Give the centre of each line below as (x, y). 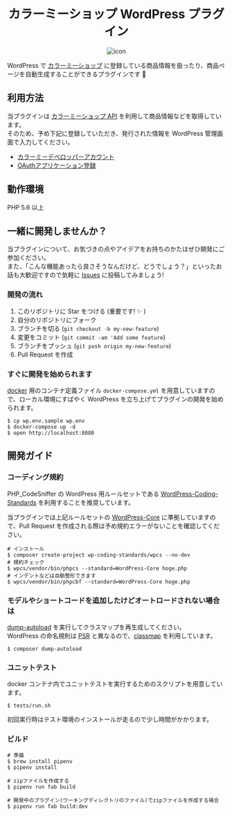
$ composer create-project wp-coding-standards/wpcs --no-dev (99, 555)
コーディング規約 (35, 477)
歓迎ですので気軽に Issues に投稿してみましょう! (95, 275)
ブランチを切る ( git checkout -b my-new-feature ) (88, 328)
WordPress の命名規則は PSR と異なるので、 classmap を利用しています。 (112, 636)
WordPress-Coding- (189, 494)
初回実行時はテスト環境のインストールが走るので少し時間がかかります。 (110, 719)
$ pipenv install (32, 767)
